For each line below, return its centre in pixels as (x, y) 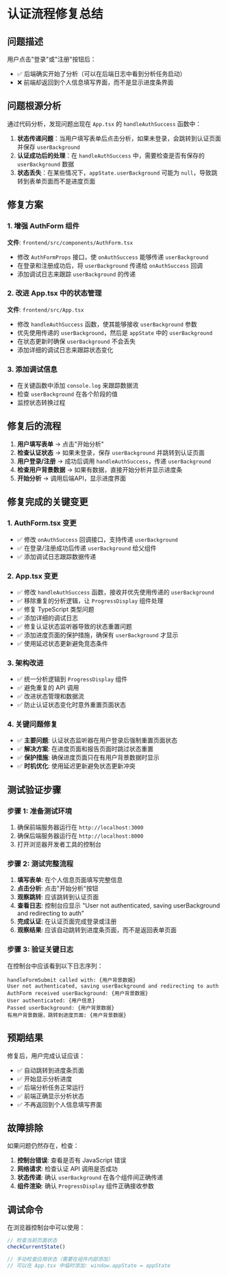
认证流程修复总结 (55, 14)
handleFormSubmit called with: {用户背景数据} (72, 980)
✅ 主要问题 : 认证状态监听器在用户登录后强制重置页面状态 (97, 740)
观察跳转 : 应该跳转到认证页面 (58, 897)
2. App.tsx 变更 (33, 576)
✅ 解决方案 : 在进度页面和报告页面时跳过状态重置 (85, 749)
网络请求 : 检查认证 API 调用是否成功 (67, 1169)
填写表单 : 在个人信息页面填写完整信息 (70, 880)
